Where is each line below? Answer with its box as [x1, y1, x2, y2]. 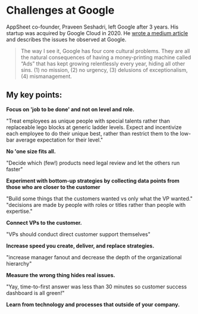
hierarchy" [6, 260, 32, 267]
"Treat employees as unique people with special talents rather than [6, 117, 171, 124]
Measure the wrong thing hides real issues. [6, 271, 115, 278]
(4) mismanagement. [20, 73, 73, 80]
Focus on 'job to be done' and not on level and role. [6, 105, 135, 113]
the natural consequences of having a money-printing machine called [20, 54, 191, 61]
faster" [6, 165, 23, 172]
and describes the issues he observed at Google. [6, 36, 127, 43]
